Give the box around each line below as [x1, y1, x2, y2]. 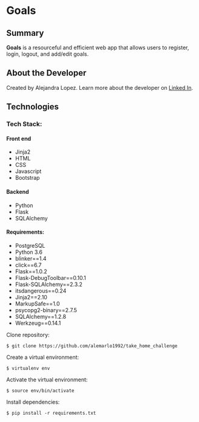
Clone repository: [6, 331, 50, 338]
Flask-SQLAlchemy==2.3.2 [15, 281, 83, 288]
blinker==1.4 [15, 254, 47, 262]
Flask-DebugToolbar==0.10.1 [15, 274, 86, 281]
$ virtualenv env [6, 365, 50, 371]
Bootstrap [15, 174, 40, 182]
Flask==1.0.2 [15, 268, 47, 275]
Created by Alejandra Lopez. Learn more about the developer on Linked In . [6, 84, 193, 91]
